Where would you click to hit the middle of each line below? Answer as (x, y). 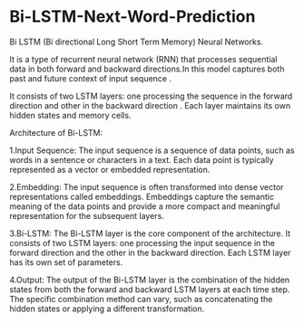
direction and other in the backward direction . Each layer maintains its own (150, 105)
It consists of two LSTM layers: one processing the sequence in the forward (151, 96)
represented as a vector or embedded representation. (110, 169)
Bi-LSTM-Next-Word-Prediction (132, 17)
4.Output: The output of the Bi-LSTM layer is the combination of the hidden (150, 280)
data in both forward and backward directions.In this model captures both (147, 69)
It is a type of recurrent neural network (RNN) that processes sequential (143, 59)
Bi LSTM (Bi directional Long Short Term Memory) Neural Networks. (137, 42)
